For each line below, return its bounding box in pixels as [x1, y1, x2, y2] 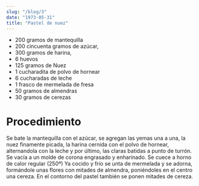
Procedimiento [6, 115, 81, 128]
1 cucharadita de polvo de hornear [14, 68, 100, 76]
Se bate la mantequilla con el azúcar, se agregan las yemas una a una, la [6, 134, 186, 142]
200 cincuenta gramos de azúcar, [14, 43, 99, 50]
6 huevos [14, 55, 38, 63]
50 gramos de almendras [14, 88, 78, 95]
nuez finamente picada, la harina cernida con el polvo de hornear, [6, 141, 170, 148]
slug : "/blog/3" [6, 8, 47, 15]
